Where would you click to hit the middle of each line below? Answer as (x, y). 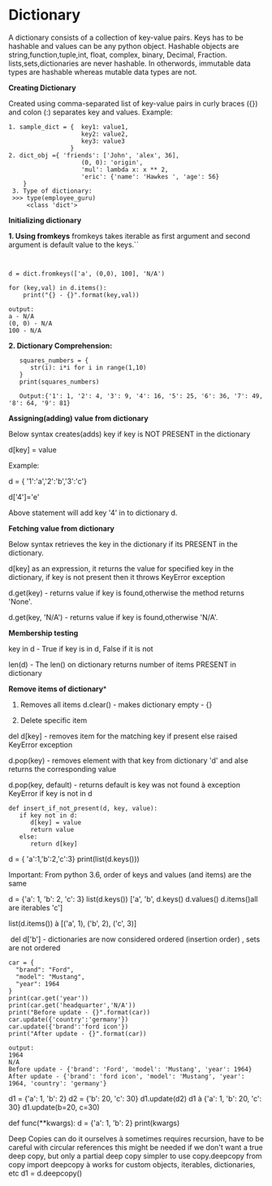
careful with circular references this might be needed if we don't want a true (136, 1147)
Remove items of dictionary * (58, 689)
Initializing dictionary (45, 220)
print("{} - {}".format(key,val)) (81, 295)
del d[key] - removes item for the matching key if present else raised (123, 736)
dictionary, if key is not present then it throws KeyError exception (117, 577)
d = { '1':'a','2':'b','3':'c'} (48, 481)
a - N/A (22, 316)
